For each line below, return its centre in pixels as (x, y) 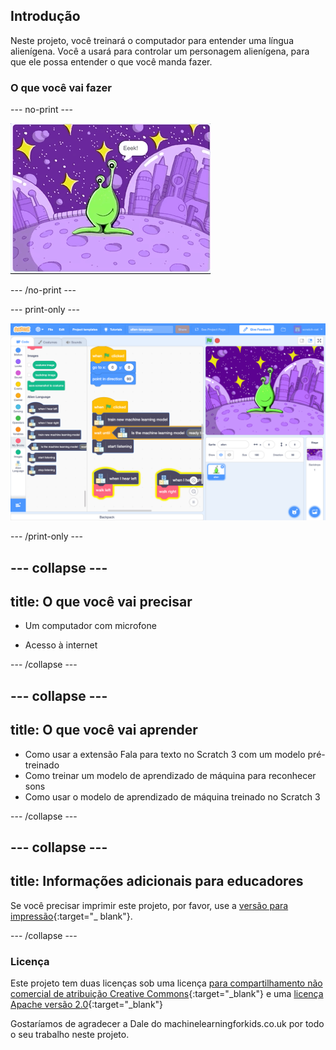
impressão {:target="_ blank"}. (71, 916)
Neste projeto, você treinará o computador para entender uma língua (152, 40)
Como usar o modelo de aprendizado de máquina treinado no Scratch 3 (172, 796)
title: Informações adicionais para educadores (157, 881)
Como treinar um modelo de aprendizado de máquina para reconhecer (170, 775)
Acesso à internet (61, 645)
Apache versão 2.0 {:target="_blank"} (87, 1005)
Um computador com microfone (90, 626)
